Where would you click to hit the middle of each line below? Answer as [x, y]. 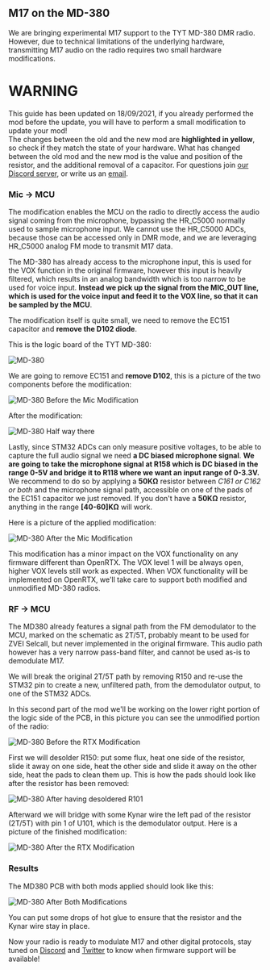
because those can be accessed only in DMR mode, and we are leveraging [133, 238]
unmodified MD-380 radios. [54, 588]
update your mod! [38, 130]
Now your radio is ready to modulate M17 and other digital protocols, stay [130, 941]
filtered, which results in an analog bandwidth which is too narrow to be [127, 279]
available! [24, 959]
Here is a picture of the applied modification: [82, 523]
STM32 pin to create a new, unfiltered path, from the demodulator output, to [135, 685]
